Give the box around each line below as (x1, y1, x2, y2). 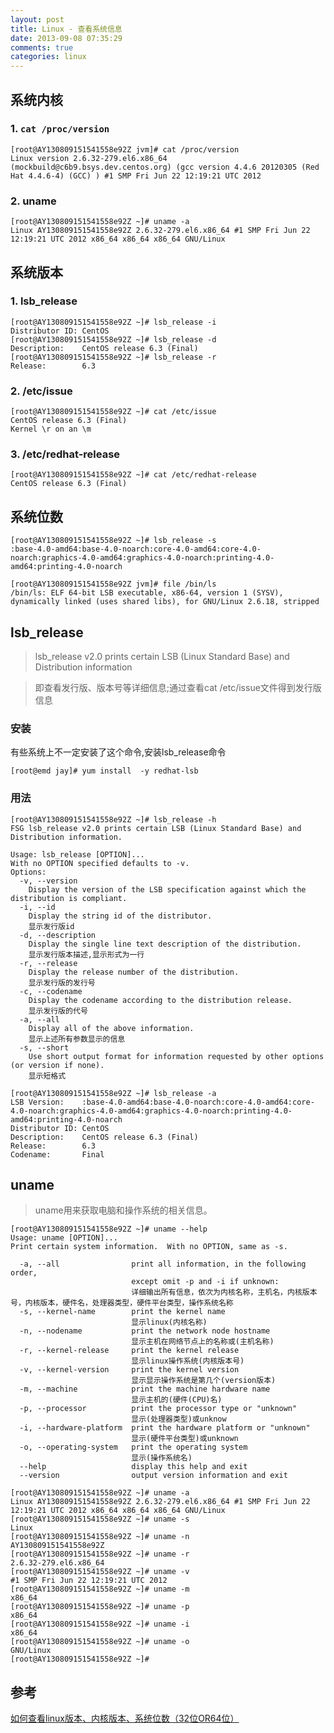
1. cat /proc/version (10, 122, 110, 136)
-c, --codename (19, 986, 83, 996)
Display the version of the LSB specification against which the (28, 884, 307, 895)
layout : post (10, 14, 65, 25)
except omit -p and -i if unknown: (131, 1277, 280, 1287)
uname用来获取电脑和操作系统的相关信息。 (34, 1204, 213, 1216)
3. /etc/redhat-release (10, 447, 121, 461)
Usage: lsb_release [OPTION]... (10, 849, 145, 860)
